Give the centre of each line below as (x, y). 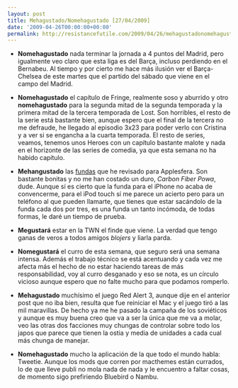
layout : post (27, 14)
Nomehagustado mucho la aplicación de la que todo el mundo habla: (119, 354)
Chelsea (30, 76)
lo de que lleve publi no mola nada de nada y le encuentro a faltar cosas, (124, 370)
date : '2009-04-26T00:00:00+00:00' (60, 27)
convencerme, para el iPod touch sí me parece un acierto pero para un (121, 194)
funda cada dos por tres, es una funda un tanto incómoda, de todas (116, 209)
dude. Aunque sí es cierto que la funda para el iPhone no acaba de (115, 187)
